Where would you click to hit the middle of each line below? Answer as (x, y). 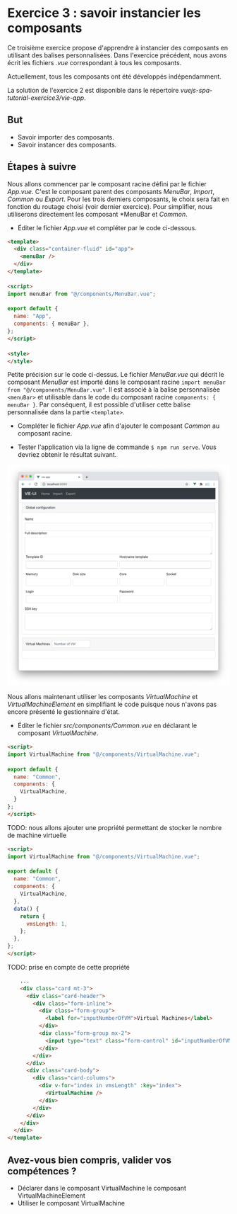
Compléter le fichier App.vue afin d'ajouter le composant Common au (119, 426)
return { (33, 916)
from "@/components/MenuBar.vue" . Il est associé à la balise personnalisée (114, 390)
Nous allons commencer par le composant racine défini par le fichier (107, 184)
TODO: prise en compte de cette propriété (69, 967)
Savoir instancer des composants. (67, 144)
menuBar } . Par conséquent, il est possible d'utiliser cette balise (99, 404)
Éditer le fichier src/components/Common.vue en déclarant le (107, 726)
